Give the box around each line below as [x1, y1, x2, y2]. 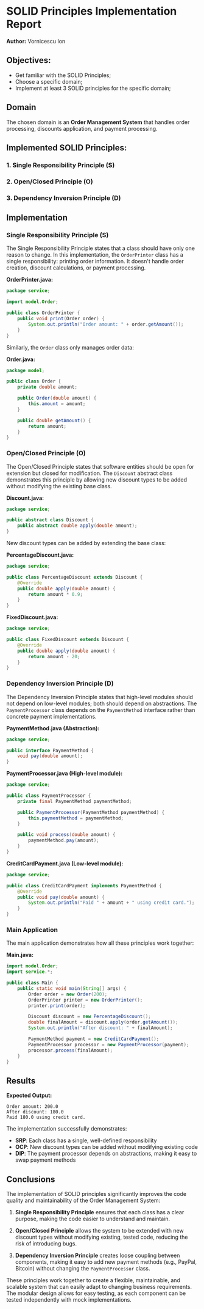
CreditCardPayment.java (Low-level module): [6, 860, 124, 867]
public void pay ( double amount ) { [17, 894, 105, 900]
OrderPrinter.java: [6, 276, 54, 284]
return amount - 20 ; [28, 653, 80, 659]
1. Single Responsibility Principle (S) [6, 161, 115, 169]
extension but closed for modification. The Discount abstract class [6, 469, 173, 477]
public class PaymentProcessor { [6, 793, 91, 799]
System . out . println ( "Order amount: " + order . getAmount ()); [28, 321, 184, 328]
